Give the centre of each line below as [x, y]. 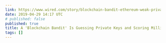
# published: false [25, 19]
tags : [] [14, 33]
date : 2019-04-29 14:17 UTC [34, 14]
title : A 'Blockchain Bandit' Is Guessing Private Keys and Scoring [77, 28]
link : [11, 10]
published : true [22, 23]
